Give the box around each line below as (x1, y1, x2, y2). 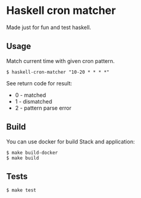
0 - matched (15, 91, 47, 99)
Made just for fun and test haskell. (6, 24, 91, 31)
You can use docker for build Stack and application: (6, 137, 135, 145)
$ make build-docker (6, 150, 59, 156)
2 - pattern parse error (15, 104, 71, 111)
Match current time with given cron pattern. (6, 57, 115, 64)
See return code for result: (6, 79, 73, 87)
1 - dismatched (15, 97, 53, 105)
